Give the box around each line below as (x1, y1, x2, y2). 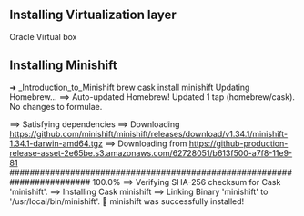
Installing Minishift (9, 58, 117, 74)
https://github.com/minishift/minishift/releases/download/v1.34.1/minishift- (9, 128, 289, 139)
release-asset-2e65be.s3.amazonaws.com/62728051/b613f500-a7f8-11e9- (9, 147, 293, 158)
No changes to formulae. (9, 101, 103, 112)
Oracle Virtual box (9, 31, 77, 42)
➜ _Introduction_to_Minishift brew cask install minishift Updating (9, 82, 250, 93)
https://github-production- (188, 138, 289, 149)
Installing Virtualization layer (9, 7, 177, 23)
